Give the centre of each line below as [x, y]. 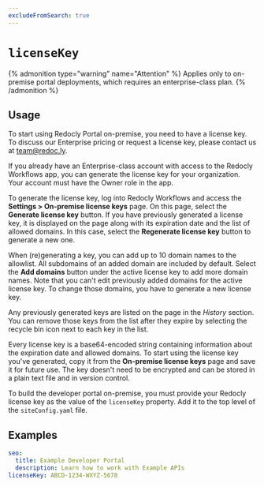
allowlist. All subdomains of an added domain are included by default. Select [132, 264]
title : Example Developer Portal [70, 461]
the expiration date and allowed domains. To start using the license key [123, 353]
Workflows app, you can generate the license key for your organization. [124, 174]
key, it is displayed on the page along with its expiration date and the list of [129, 223]
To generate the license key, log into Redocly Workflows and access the [125, 198]
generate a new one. [42, 240]
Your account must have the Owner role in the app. [91, 183]
